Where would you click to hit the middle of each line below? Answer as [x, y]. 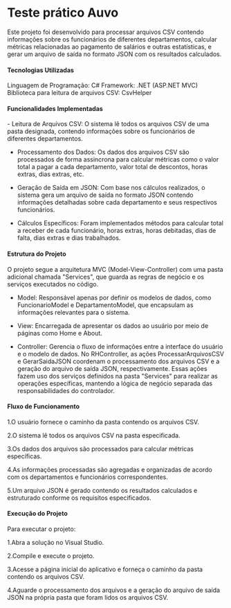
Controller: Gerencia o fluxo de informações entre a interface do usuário [120, 346]
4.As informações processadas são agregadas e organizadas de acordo [110, 469]
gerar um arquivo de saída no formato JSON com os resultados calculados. [114, 54]
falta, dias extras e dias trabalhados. [69, 238]
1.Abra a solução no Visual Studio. [56, 542]
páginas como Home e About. [59, 333]
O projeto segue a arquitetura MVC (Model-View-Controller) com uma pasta [115, 269]
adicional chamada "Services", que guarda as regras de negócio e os [106, 277]
